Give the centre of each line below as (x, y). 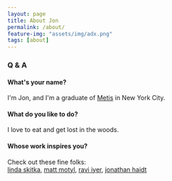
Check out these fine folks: (47, 162)
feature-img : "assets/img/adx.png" (60, 34)
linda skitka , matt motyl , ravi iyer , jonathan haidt (77, 169)
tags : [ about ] (28, 40)
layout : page (27, 14)
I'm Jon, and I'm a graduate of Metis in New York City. (86, 98)
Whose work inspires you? (48, 146)
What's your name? (37, 82)
